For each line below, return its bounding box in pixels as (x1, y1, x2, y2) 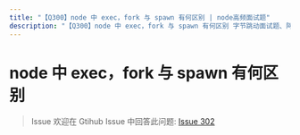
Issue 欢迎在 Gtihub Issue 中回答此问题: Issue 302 (30, 116, 215, 127)
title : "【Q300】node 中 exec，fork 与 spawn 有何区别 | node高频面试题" (9, 13, 271, 22)
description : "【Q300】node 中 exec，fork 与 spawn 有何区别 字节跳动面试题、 (9, 21, 287, 30)
